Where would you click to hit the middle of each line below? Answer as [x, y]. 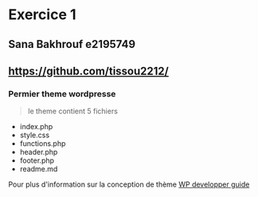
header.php [39, 152]
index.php [36, 127]
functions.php [43, 144]
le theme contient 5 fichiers [72, 111]
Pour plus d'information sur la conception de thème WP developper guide [129, 184]
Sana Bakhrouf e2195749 [72, 44]
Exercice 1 [43, 15]
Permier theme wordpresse [62, 93]
